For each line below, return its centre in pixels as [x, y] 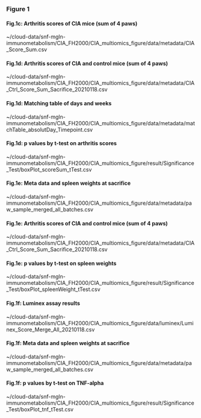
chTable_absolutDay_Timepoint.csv [50, 129]
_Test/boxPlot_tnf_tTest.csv [40, 409]
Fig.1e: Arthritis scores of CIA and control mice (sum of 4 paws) [87, 223]
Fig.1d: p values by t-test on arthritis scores [62, 143]
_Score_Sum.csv [27, 49]
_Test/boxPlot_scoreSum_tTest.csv [49, 169]
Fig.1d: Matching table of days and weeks [59, 103]
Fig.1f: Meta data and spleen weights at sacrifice [68, 343]
